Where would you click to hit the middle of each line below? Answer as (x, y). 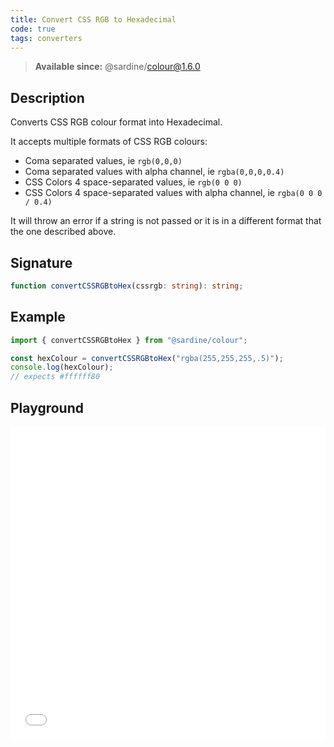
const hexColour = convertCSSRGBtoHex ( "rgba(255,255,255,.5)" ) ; (147, 358)
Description (47, 97)
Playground (47, 407)
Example (38, 317)
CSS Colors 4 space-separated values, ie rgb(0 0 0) (133, 182)
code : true (33, 29)
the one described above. (63, 232)
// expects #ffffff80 (55, 377)
